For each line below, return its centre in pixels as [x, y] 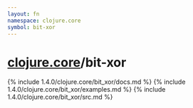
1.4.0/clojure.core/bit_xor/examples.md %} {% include [87, 90]
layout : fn [24, 14]
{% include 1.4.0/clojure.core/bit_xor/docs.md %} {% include [96, 82]
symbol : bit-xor [31, 27]
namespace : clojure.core [44, 21]
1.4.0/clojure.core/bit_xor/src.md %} [60, 97]
